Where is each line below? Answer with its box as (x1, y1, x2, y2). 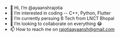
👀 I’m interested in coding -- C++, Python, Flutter (9, 10, 111, 16)
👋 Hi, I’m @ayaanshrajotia (9, 5, 63, 10)
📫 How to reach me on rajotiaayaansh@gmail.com (9, 26, 115, 32)
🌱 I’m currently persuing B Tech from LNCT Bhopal (9, 15, 114, 21)
